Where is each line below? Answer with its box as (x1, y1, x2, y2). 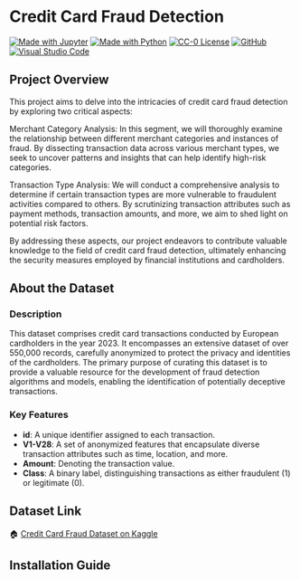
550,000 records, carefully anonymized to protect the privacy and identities (9, 347, 291, 358)
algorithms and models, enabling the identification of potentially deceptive (9, 376, 286, 387)
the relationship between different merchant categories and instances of (9, 133, 279, 144)
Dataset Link (9, 504, 82, 519)
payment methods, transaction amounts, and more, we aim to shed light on (9, 208, 288, 219)
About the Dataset (9, 280, 115, 296)
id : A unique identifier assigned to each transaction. (22, 429, 215, 440)
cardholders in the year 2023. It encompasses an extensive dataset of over (9, 337, 289, 349)
